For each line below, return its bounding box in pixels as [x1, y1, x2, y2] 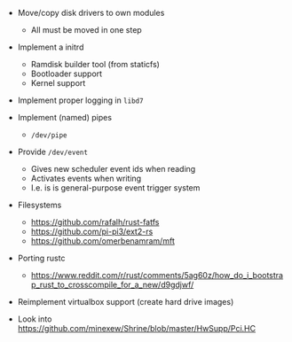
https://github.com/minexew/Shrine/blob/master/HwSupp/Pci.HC [17, 323, 256, 333]
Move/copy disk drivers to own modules [17, 8, 165, 18]
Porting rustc [17, 253, 66, 263]
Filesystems [17, 199, 62, 210]
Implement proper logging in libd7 [17, 95, 144, 105]
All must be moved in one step [30, 25, 142, 35]
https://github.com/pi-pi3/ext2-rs [30, 226, 154, 237]
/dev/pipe [30, 131, 68, 140]
